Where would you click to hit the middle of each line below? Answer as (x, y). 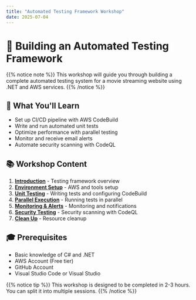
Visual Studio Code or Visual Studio (58, 273)
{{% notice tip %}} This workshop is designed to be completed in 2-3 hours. (98, 285)
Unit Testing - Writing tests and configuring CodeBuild (81, 194)
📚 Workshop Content (46, 164)
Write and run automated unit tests (56, 126)
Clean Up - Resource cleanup (50, 218)
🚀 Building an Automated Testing (87, 46)
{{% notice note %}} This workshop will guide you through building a (89, 75)
